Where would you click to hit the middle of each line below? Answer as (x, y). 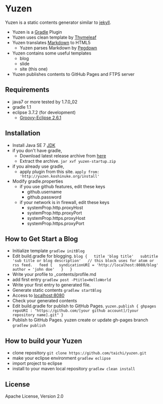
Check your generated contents (45, 301)
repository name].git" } (38, 315)
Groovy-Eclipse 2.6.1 (41, 118)
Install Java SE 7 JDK (34, 145)
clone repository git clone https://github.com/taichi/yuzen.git (79, 353)
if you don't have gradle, (37, 150)
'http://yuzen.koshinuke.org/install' (60, 176)
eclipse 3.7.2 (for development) (44, 112)
